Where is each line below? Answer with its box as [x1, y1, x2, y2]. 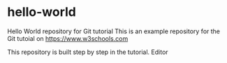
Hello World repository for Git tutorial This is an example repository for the [7, 27, 221, 35]
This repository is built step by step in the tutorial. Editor [7, 48, 169, 56]
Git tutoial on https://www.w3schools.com [7, 34, 129, 42]
